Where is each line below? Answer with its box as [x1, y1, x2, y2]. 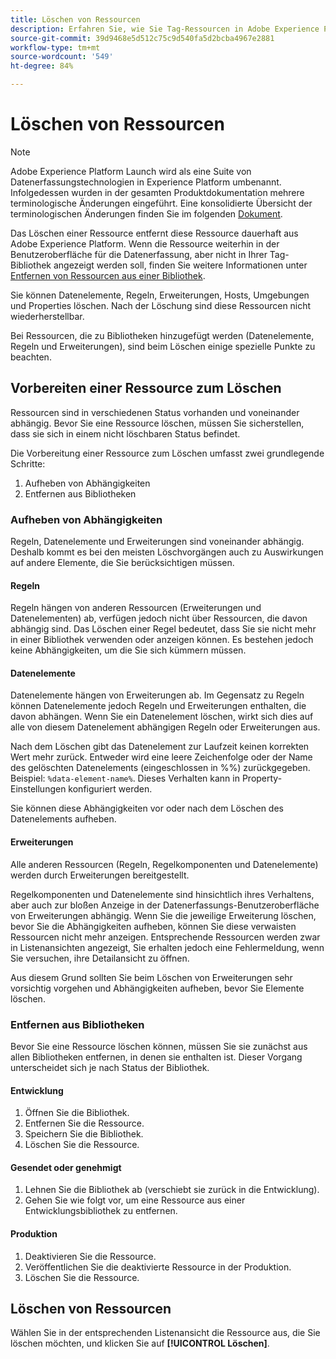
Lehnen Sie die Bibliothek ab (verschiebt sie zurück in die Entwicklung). [24, 1184, 320, 1196]
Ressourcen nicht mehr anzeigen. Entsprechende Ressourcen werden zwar [10, 931, 321, 943]
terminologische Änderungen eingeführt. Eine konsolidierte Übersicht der [10, 197, 313, 209]
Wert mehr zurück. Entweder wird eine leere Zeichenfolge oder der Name [10, 751, 313, 763]
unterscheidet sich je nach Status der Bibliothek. [10, 1061, 210, 1073]
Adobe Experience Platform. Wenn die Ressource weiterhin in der [10, 237, 280, 250]
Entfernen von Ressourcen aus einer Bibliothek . [10, 269, 206, 281]
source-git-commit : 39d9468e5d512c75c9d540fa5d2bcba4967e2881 [10, 33, 275, 43]
